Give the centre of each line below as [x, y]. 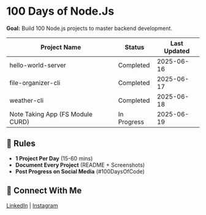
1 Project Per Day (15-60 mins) [54, 158]
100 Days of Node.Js [60, 11]
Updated [177, 51]
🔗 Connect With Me [44, 191]
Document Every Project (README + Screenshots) [80, 165]
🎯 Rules [21, 144]
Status [135, 47]
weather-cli [27, 100]
